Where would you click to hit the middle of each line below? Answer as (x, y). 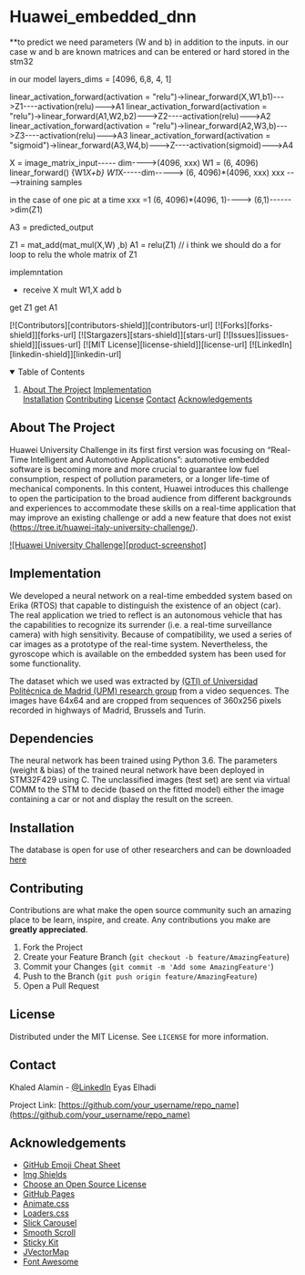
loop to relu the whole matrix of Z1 (73, 254)
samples (66, 182)
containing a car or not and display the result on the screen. (122, 799)
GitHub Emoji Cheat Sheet (71, 1165)
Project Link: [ (36, 1105)
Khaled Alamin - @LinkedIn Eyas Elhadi (83, 1087)
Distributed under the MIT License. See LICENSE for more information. (139, 1036)
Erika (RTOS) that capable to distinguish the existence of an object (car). (145, 605)
